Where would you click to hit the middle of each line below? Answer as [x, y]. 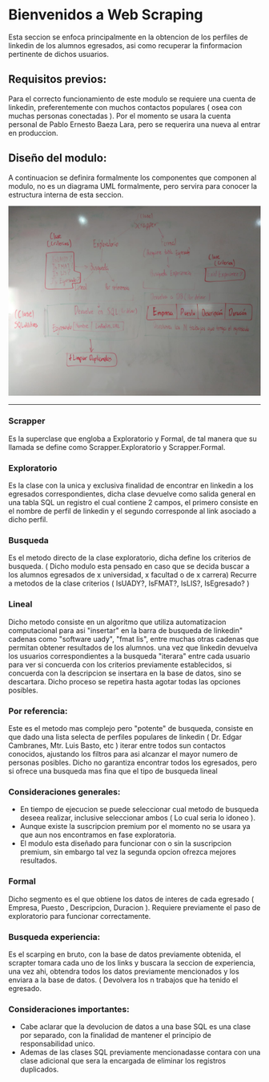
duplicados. [39, 1069]
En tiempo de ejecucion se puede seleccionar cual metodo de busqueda [139, 810]
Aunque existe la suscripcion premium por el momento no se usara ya [135, 827]
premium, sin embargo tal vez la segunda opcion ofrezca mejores [128, 852]
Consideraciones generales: [64, 791]
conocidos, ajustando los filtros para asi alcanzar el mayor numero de [123, 754]
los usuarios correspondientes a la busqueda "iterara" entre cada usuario [129, 655]
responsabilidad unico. [57, 1044]
